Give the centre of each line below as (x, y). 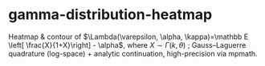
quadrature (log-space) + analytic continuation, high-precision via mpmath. (133, 53)
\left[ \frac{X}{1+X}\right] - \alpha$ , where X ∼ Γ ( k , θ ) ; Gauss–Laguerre (127, 45)
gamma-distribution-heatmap (110, 15)
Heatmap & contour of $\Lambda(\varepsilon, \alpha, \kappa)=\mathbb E (128, 37)
